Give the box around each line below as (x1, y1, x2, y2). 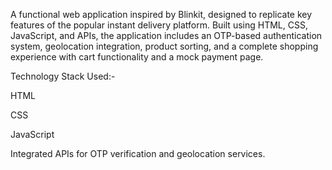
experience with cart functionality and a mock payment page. (10, 51, 264, 63)
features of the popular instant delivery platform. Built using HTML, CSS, (10, 19, 308, 31)
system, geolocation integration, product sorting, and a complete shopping (10, 40, 319, 52)
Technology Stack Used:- (10, 70, 116, 82)
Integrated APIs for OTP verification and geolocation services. (10, 148, 266, 159)
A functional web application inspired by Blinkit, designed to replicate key (10, 9, 313, 20)
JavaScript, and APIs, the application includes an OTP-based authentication (10, 30, 323, 41)
